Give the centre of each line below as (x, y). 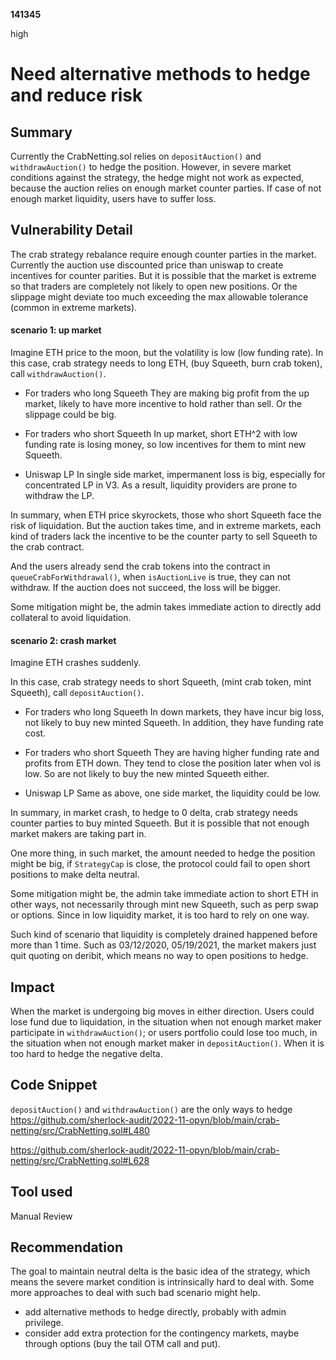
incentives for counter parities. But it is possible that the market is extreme (163, 275)
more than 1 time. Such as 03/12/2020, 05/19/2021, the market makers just (163, 945)
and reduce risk (76, 95)
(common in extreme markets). (74, 307)
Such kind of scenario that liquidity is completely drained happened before (164, 935)
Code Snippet (54, 1085)
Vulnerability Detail (71, 230)
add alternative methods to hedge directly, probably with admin (155, 1312)
